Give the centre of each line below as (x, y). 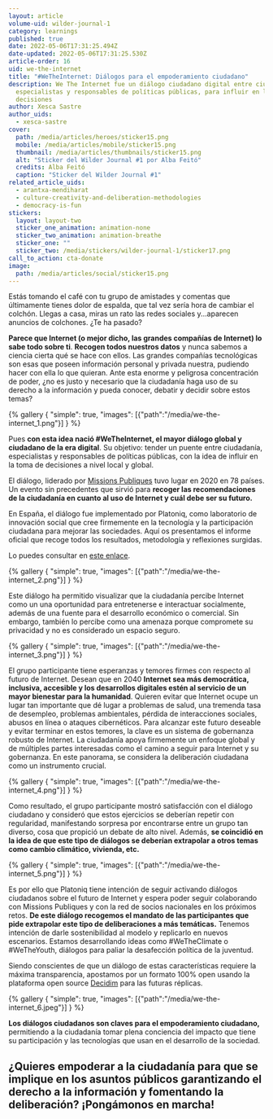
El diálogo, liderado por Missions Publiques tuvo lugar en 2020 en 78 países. (136, 481)
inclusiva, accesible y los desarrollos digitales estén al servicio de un (127, 688)
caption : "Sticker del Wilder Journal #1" (89, 175)
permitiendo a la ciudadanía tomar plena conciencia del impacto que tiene (132, 1032)
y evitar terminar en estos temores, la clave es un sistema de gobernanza (131, 731)
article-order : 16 (39, 62)
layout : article (36, 16)
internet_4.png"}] (37, 790)
